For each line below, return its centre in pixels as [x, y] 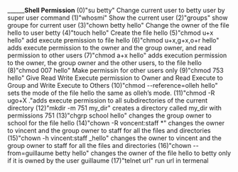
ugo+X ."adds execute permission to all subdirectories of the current [108, 101]
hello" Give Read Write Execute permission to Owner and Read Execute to [115, 78]
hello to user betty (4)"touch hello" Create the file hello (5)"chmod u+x [110, 33]
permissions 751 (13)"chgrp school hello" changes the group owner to [109, 115]
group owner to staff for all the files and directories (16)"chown [99, 145]
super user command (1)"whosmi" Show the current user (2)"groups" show [118, 18]
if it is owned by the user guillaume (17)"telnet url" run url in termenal [108, 161]
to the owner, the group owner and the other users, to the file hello [105, 63]
